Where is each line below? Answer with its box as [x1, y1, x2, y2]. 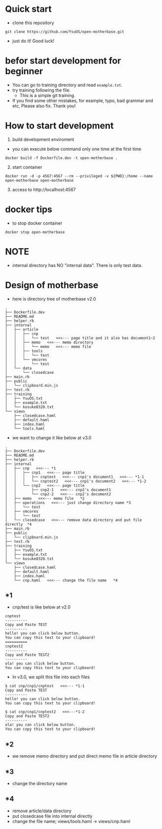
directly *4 [5, 522, 32, 527]
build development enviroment [12, 136, 74, 142]
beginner [5, 66, 43, 77]
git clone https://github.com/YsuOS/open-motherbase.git [5, 29, 125, 34]
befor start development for [5, 55, 122, 66]
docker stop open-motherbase [5, 230, 65, 234]
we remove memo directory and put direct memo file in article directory [12, 753, 158, 759]
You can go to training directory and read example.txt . [12, 82, 123, 88]
